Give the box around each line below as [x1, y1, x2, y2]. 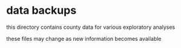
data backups [6, 4, 77, 17]
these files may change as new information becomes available [6, 35, 162, 42]
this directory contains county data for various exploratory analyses [6, 23, 176, 31]
